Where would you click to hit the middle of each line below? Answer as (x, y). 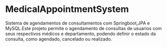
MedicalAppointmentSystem (67, 9)
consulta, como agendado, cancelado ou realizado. (59, 39)
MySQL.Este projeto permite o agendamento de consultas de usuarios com (83, 28)
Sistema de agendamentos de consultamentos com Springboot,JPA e (78, 23)
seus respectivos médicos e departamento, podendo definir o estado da (80, 33)
